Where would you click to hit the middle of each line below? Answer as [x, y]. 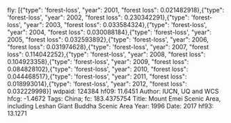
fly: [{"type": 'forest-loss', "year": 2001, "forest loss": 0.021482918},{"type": [116, 10]
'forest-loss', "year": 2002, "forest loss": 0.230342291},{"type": [98, 17]
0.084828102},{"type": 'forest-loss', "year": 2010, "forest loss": [98, 69]
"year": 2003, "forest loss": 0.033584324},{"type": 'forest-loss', [115, 25]
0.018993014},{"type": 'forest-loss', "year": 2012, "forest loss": [97, 84]
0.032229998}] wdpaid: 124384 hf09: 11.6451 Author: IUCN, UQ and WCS [113, 91]
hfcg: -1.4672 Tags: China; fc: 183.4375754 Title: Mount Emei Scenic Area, [114, 99]
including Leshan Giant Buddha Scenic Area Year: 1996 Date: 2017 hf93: [111, 106]
